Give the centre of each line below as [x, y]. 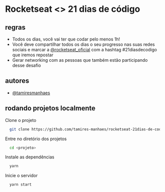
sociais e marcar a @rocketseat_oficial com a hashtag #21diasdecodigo [84, 50]
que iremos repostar [33, 55]
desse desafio [27, 65]
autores [17, 81]
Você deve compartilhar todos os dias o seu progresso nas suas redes [83, 44]
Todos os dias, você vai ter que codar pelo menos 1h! [66, 39]
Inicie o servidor [21, 176]
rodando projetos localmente [50, 108]
